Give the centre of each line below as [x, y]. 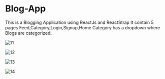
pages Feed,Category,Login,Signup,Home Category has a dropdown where [83, 27]
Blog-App [25, 9]
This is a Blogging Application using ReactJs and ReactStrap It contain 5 [79, 22]
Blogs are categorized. [28, 33]
